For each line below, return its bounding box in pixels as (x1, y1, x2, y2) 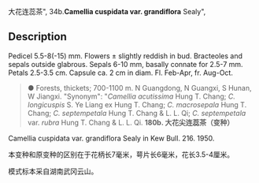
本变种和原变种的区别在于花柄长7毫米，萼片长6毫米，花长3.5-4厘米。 (8, 149, 235, 159)
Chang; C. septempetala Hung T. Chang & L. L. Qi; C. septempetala (27, 108, 246, 118)
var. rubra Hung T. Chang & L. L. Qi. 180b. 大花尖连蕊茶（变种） (27, 118, 235, 127)
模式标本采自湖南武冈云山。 (8, 166, 98, 176)
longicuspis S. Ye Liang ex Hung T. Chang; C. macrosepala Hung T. (27, 99, 247, 109)
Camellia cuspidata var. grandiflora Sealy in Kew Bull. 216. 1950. (8, 133, 215, 143)
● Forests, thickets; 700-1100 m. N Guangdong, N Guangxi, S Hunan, (27, 83, 252, 92)
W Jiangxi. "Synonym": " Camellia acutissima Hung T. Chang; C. (27, 91, 236, 101)
